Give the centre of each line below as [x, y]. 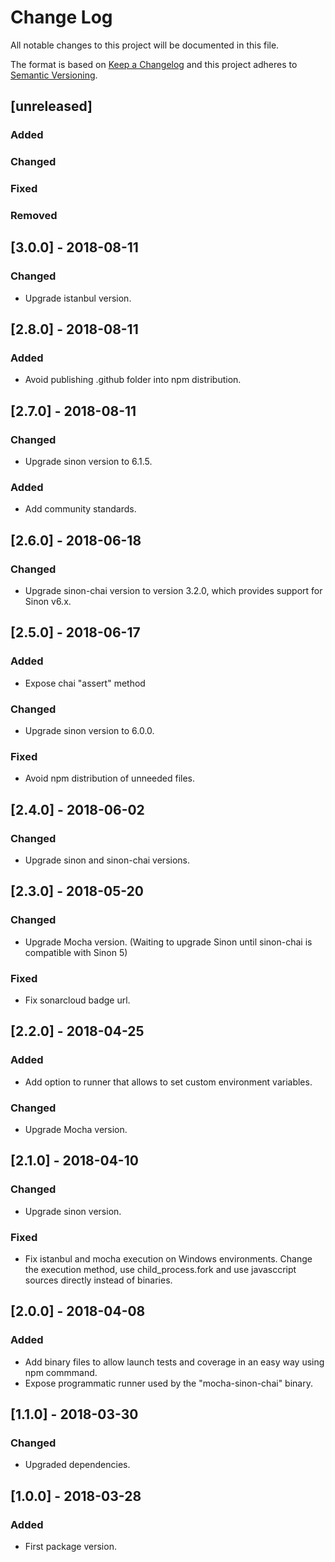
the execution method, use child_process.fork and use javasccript [160, 1269]
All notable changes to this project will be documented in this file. [145, 45]
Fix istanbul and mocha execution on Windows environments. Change [168, 1258]
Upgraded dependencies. [77, 1465]
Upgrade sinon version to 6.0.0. [89, 731]
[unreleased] [51, 106]
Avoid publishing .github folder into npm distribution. [133, 380]
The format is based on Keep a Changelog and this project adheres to [154, 64]
